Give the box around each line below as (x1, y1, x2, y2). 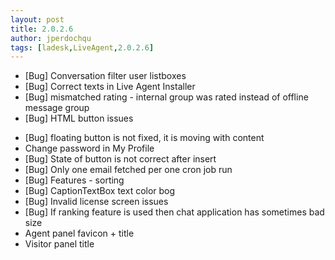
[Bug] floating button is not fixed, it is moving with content (24, 132, 265, 144)
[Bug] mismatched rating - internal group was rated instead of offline (24, 91, 309, 103)
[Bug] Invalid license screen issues (24, 196, 169, 208)
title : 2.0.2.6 (10, 24, 74, 34)
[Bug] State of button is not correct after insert (24, 153, 217, 165)
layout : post (10, 14, 65, 25)
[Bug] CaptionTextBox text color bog (24, 185, 176, 197)
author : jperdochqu (10, 33, 92, 43)
